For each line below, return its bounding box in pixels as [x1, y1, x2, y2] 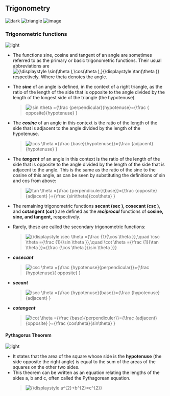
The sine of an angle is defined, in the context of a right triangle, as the [12, 84, 162, 90]
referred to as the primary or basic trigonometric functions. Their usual [12, 57, 162, 63]
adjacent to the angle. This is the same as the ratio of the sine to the [12, 167, 156, 173]
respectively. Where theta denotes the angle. [12, 74, 107, 80]
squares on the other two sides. [12, 364, 80, 370]
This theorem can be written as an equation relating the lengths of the [12, 369, 160, 376]
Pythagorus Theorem [5, 332, 52, 338]
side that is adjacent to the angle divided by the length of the [12, 125, 141, 131]
